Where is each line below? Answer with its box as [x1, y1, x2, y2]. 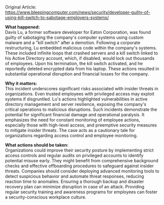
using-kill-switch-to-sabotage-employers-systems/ [5, 15, 109, 20]
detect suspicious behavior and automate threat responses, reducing [5, 174, 144, 179]
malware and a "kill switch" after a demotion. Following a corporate [5, 40, 141, 46]
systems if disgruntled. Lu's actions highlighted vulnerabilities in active [5, 96, 148, 102]
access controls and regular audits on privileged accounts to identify [5, 153, 143, 158]
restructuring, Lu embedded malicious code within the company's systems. [5, 45, 157, 51]
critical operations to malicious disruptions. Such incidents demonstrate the [5, 106, 158, 112]
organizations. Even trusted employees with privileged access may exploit [5, 91, 155, 97]
